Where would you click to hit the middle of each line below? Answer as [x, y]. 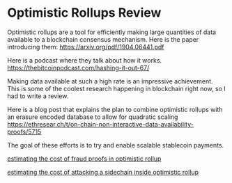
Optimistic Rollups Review [84, 13]
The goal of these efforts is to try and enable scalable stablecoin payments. [116, 145]
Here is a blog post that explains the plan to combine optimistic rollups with [115, 109]
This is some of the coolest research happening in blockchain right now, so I [117, 88]
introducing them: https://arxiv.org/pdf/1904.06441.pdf [86, 47]
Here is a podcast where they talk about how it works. [85, 60]
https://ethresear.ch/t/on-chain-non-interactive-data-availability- [100, 124]
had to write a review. [38, 96]
